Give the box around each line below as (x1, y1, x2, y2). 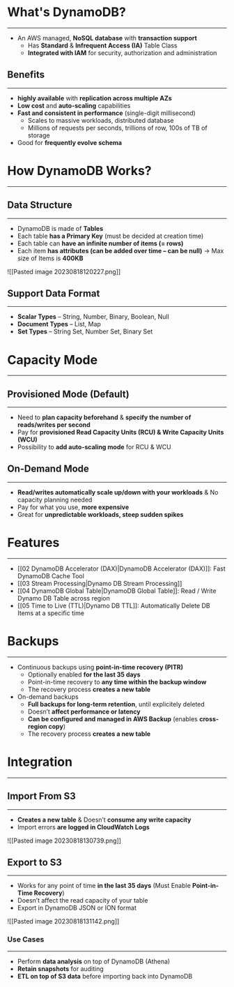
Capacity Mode (7, 352, 98, 368)
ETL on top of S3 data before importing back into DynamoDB (17, 972, 193, 980)
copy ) (48, 722, 66, 730)
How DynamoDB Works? (7, 163, 152, 179)
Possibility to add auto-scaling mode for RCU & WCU (17, 443, 172, 451)
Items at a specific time (17, 608, 85, 617)
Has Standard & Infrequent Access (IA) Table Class (27, 41, 178, 50)
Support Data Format (7, 287, 100, 299)
